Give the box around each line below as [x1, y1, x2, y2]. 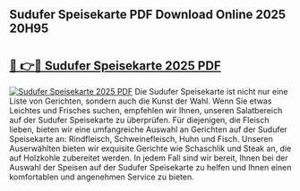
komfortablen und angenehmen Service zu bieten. [9, 171, 194, 182]
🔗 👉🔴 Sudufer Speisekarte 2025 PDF [9, 58, 221, 73]
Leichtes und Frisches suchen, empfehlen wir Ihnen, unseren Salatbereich [9, 105, 283, 115]
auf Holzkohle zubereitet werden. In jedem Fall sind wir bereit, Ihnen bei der [9, 153, 288, 163]
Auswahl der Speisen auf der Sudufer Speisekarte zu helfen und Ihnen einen [9, 162, 292, 172]
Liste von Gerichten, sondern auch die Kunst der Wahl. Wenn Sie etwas [9, 95, 272, 106]
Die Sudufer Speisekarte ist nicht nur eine [133, 87, 288, 96]
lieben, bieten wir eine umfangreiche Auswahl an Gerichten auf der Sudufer [9, 124, 288, 135]
